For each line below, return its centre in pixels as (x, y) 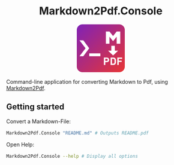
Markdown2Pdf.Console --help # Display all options (72, 156)
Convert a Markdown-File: (38, 121)
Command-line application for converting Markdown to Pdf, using (87, 81)
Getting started (35, 107)
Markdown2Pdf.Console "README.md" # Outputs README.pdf (77, 133)
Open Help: (20, 144)
